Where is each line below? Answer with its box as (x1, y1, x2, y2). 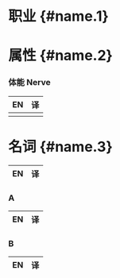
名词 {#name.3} (8, 137, 113, 156)
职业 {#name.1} (8, 7, 109, 25)
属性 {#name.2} (8, 47, 113, 64)
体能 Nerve (8, 77, 51, 88)
